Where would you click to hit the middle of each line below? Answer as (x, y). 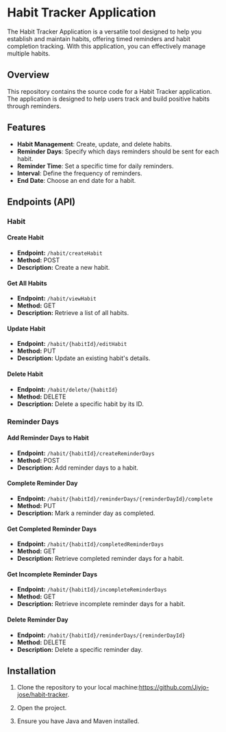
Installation (32, 671)
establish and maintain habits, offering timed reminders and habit (99, 38)
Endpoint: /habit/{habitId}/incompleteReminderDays (92, 590)
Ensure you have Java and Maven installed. (78, 721)
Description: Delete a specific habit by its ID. (80, 404)
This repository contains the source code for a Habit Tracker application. (110, 91)
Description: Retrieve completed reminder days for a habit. (100, 559)
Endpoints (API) (41, 202)
